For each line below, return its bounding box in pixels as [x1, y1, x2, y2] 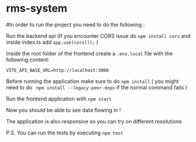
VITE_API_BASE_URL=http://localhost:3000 [6, 67, 109, 73]
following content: [6, 56, 50, 63]
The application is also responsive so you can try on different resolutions [6, 117, 182, 124]
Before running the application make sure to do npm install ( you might [6, 78, 179, 85]
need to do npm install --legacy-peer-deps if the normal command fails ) [6, 84, 188, 91]
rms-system [6, 2, 67, 15]
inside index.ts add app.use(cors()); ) [6, 39, 99, 46]
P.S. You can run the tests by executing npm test [6, 129, 123, 136]
